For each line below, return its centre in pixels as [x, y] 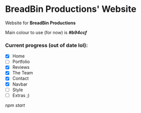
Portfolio [21, 62]
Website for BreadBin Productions [40, 23]
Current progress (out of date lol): [47, 45]
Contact [20, 78]
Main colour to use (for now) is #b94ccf [46, 32]
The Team [23, 73]
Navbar [20, 84]
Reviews [21, 67]
